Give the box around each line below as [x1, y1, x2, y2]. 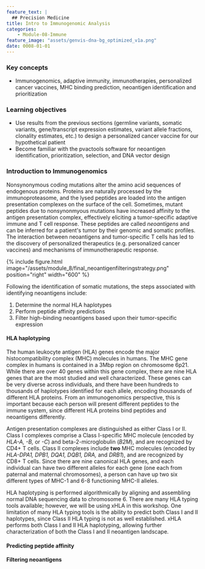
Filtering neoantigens [6, 556, 62, 563]
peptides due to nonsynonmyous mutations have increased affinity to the [6, 207, 190, 214]
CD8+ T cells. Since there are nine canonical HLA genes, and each [6, 457, 174, 465]
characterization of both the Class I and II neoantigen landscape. [6, 527, 169, 535]
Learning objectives [6, 105, 67, 114]
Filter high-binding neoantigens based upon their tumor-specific [15, 314, 177, 321]
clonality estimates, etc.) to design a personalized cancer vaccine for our [15, 132, 199, 139]
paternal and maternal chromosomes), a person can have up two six [6, 470, 178, 478]
